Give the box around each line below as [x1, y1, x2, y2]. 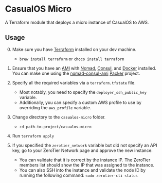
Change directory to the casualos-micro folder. [12, 114, 106, 120]
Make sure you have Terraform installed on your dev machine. [12, 46, 137, 52]
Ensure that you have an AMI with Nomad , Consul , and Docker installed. [12, 65, 157, 71]
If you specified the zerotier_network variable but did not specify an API [12, 142, 157, 148]
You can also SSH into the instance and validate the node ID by [19, 167, 146, 173]
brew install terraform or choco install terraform [19, 56, 125, 62]
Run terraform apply [12, 133, 54, 139]
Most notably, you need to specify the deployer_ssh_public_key [19, 89, 147, 95]
